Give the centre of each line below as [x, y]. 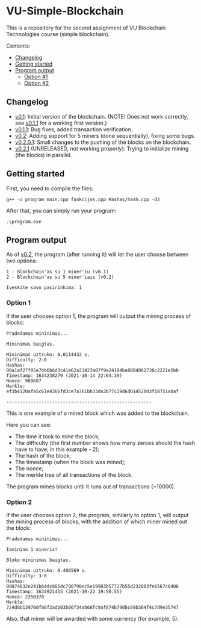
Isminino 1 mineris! [32, 549]
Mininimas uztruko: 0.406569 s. [47, 570]
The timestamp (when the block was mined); [70, 462]
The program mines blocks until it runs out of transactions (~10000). [91, 487]
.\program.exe [24, 222]
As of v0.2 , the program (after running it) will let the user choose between [97, 255]
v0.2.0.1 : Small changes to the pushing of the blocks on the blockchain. [103, 142]
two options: [22, 261]
